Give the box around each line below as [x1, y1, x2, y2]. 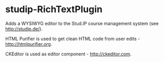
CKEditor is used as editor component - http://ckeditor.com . [5, 51, 132, 57]
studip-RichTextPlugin [5, 4, 102, 15]
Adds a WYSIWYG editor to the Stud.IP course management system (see [5, 20, 159, 26]
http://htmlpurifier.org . [5, 41, 52, 47]
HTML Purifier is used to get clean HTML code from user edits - [5, 36, 140, 42]
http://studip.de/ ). [5, 25, 43, 32]
